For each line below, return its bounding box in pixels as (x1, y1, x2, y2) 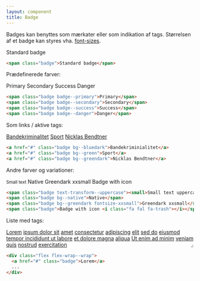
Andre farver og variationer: (6, 166, 74, 174)
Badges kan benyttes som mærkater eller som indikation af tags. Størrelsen (6, 30, 191, 38)
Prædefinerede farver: (6, 71, 61, 78)
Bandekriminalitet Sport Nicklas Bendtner (6, 132, 108, 140)
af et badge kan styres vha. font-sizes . (6, 37, 101, 44)
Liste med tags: (6, 217, 44, 224)
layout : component (6, 8, 52, 15)
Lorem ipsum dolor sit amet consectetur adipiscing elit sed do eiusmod (6, 228, 180, 236)
